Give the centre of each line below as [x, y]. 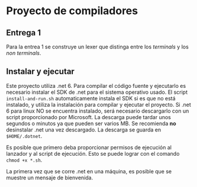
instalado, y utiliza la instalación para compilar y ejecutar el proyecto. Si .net [98, 104]
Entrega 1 [24, 33]
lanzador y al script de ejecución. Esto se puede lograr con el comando [93, 153]
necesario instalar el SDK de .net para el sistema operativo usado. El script [97, 92]
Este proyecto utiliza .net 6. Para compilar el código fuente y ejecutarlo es [96, 86]
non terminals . [24, 53]
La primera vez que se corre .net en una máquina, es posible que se [89, 171]
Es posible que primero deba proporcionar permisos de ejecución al [89, 147]
